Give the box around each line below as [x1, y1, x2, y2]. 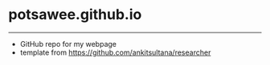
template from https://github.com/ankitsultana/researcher [19, 48, 211, 57]
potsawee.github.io [8, 6, 142, 24]
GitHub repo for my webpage [19, 39, 117, 48]
